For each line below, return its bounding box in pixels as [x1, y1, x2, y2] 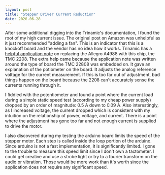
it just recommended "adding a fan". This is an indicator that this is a [5, 40, 144, 46]
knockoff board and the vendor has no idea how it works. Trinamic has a [5, 45, 152, 52]
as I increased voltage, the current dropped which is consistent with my [5, 107, 151, 113]
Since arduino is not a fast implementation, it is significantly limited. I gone [5, 143, 156, 149]
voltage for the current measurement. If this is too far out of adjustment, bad [5, 72, 160, 78]
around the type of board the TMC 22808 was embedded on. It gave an [5, 61, 151, 67]
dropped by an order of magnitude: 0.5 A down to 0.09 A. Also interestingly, [5, 102, 159, 108]
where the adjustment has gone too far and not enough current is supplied [5, 118, 156, 124]
